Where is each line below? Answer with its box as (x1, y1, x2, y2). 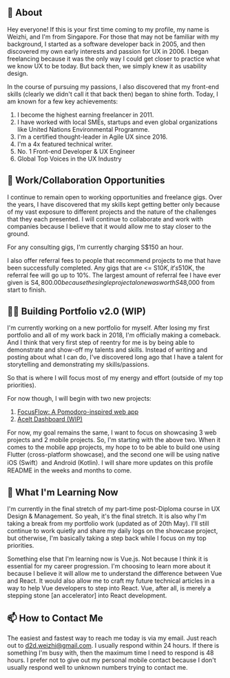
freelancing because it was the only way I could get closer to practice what (7, 54, 220, 63)
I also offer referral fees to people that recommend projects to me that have (7, 256, 222, 264)
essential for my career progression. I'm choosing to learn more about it (7, 562, 211, 570)
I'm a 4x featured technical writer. (17, 139, 114, 148)
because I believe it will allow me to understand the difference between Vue (7, 570, 222, 578)
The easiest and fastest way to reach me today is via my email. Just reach (7, 634, 217, 642)
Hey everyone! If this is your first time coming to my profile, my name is (7, 25, 210, 33)
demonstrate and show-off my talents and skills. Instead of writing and (7, 346, 208, 354)
